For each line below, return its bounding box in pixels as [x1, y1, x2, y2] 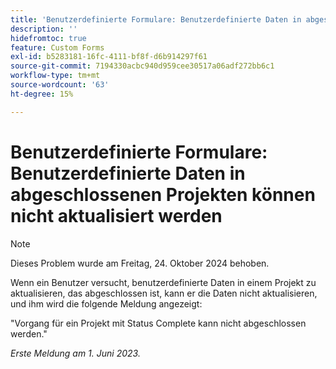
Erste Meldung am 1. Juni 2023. [10, 347, 141, 359]
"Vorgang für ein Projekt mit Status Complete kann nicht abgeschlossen [10, 317, 307, 329]
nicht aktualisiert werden [10, 204, 223, 227]
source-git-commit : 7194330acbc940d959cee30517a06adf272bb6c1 [10, 61, 275, 71]
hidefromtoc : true [10, 33, 87, 43]
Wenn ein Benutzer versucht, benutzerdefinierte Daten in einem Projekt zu [10, 276, 317, 288]
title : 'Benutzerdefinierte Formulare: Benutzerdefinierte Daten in [10, 14, 302, 25]
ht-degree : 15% [10, 89, 74, 99]
